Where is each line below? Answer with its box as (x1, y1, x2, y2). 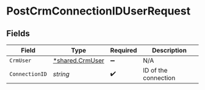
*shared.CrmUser (52, 56, 105, 65)
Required (110, 47, 137, 54)
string (52, 70, 70, 78)
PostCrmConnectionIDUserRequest (6, 4, 191, 18)
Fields (6, 28, 31, 39)
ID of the (143, 66, 168, 74)
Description (151, 47, 187, 54)
